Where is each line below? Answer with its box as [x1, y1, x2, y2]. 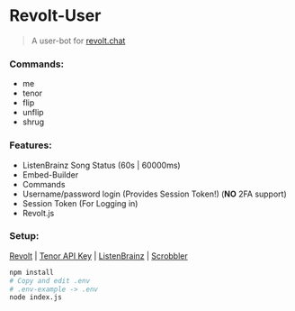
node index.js [9, 293, 63, 302]
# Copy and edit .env [9, 276, 91, 285]
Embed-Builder [22, 169, 79, 180]
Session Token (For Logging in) [22, 197, 139, 208]
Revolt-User [9, 5, 102, 26]
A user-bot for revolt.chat [31, 35, 126, 46]
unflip [22, 107, 44, 118]
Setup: [9, 230, 40, 242]
